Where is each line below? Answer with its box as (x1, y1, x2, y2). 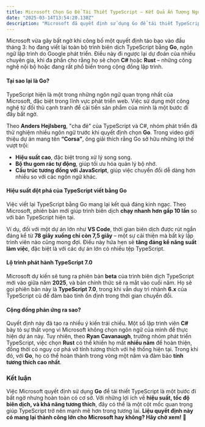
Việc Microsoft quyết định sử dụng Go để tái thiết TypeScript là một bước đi (6, 388, 196, 395)
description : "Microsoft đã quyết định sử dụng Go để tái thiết (6, 20, 173, 26)
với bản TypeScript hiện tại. (6, 213, 75, 221)
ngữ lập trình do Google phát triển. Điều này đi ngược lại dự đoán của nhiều (6, 50, 196, 58)
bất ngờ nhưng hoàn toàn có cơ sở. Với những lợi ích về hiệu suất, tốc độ (6, 394, 190, 401)
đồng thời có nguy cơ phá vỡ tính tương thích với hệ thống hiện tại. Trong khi (6, 346, 198, 353)
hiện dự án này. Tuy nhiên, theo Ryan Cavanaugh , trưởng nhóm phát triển (6, 333, 192, 340)
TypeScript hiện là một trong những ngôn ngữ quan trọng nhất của (6, 91, 173, 98)
